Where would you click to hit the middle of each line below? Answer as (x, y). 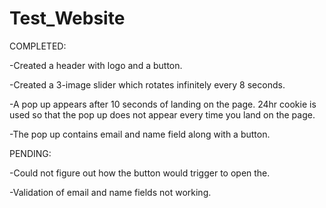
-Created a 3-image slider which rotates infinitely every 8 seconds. (147, 84)
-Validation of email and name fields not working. (110, 192)
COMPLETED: (38, 46)
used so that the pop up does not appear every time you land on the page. (162, 114)
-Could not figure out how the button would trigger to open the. (140, 173)
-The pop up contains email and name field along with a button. (140, 134)
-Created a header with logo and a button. (96, 65)
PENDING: (30, 153)
